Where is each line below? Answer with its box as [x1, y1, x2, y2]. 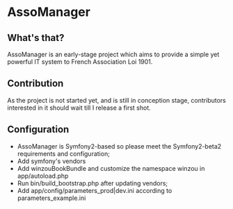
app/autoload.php [17, 172, 69, 180]
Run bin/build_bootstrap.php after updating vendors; [17, 178, 168, 187]
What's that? [7, 32, 65, 44]
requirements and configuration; [17, 149, 110, 158]
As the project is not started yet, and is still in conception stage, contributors [7, 96, 226, 104]
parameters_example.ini [17, 194, 86, 202]
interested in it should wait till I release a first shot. [7, 103, 151, 112]
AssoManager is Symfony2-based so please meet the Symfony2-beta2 [17, 142, 222, 150]
